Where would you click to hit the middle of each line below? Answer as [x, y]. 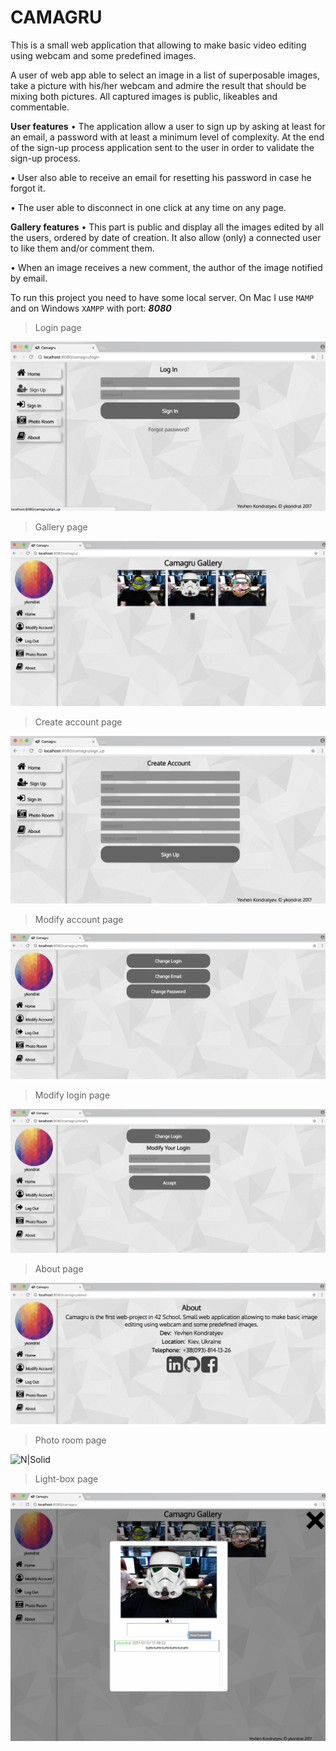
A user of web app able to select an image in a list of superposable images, [165, 75]
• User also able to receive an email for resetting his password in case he [161, 177]
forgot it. [28, 188]
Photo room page [70, 1440]
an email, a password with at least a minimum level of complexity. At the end [167, 137]
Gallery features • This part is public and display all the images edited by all [167, 227]
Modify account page [79, 920]
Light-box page [66, 1478]
